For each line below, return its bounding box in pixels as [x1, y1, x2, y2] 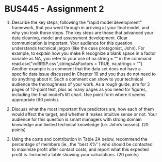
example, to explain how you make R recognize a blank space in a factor [11, 50, 156, 56]
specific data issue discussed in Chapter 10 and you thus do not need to [11, 71, 156, 77]
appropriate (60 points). [11, 97, 60, 102]
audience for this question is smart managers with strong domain [11, 116, 142, 122]
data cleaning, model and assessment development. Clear [11, 35, 128, 41]
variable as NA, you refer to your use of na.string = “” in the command [11, 55, 152, 61]
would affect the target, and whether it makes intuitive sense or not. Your [11, 111, 158, 117]
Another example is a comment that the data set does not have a [11, 65, 141, 71]
